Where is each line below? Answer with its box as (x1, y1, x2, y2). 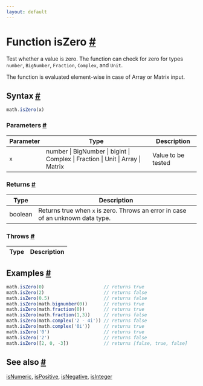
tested (152, 158, 171, 167)
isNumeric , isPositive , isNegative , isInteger (6, 373, 113, 381)
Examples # (6, 268, 51, 278)
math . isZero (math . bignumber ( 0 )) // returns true (6, 301, 145, 307)
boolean (9, 210, 33, 218)
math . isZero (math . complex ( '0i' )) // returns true (6, 324, 145, 330)
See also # (6, 357, 47, 367)
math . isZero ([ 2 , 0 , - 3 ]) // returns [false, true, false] (6, 340, 188, 346)
